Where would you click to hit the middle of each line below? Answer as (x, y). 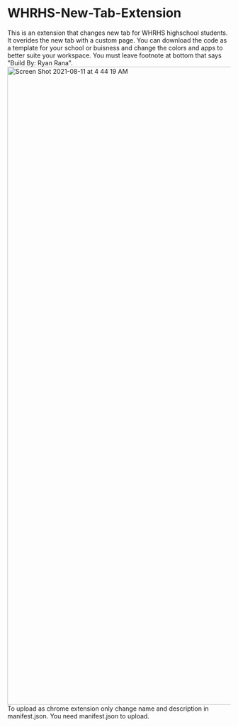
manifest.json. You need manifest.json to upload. (79, 716)
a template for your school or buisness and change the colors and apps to (115, 48)
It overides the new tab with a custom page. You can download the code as (117, 40)
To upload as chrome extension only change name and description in (108, 709)
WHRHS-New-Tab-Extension (95, 13)
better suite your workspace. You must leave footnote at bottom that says (114, 55)
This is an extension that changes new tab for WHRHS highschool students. (118, 33)
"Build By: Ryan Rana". (40, 62)
